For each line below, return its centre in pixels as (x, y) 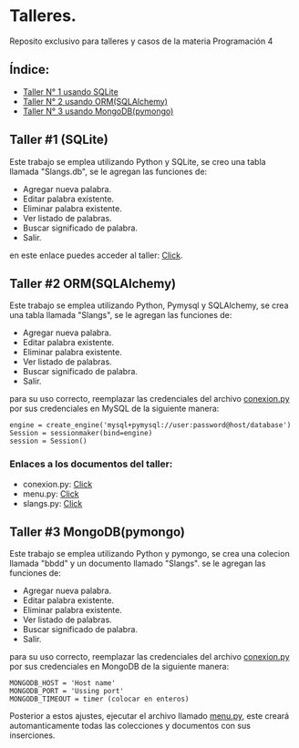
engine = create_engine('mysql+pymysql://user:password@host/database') (150, 425)
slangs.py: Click (52, 503)
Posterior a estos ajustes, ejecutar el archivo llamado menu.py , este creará (149, 716)
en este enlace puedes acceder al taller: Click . (96, 255)
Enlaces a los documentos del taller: (91, 464)
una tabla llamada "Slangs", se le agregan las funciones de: (121, 315)
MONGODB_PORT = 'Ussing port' (67, 692)
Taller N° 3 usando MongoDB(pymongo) (98, 111)
